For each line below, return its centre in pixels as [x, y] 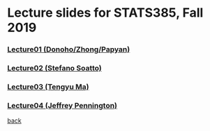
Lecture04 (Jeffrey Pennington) [62, 105]
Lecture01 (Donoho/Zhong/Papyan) [69, 49]
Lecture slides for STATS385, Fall [105, 13]
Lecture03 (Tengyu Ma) [48, 86]
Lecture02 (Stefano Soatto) [55, 68]
